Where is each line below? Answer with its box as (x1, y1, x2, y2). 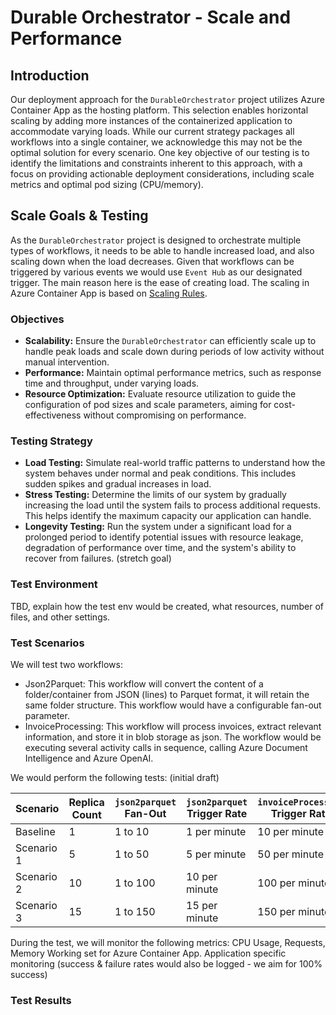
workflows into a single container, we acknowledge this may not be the (10, 136, 303, 148)
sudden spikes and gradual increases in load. (24, 478, 212, 490)
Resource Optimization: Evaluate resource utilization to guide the (24, 388, 297, 400)
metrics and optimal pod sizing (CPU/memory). (10, 179, 204, 190)
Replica (68, 796, 105, 809)
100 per (257, 876, 296, 890)
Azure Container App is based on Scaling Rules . (10, 287, 208, 299)
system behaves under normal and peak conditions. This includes (24, 467, 297, 480)
